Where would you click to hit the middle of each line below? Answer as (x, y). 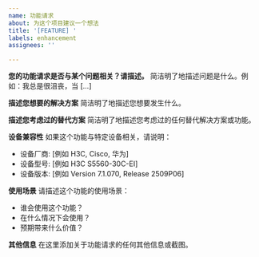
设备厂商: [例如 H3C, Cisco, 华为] (74, 154)
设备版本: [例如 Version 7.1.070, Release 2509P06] (102, 174)
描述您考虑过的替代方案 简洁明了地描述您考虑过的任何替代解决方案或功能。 (132, 120)
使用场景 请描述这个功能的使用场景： (69, 191)
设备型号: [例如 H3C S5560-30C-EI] (79, 164)
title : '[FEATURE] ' (43, 30)
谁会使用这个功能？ (52, 208)
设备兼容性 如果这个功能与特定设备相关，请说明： (90, 137)
